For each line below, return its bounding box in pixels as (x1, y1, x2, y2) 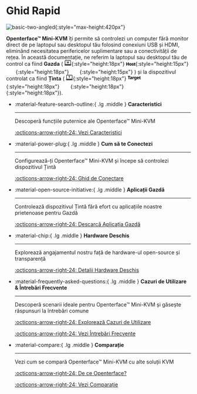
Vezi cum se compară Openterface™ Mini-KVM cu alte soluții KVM (14, 358, 174, 365)
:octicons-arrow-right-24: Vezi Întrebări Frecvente (14, 330, 136, 337)
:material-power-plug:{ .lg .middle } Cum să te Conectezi (14, 140, 153, 147)
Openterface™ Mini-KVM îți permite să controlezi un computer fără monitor (6, 35, 189, 42)
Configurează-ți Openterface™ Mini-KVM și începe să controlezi (14, 157, 169, 164)
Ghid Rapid (6, 4, 60, 18)
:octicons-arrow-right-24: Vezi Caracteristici (14, 129, 122, 136)
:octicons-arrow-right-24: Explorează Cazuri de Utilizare (14, 318, 151, 325)
